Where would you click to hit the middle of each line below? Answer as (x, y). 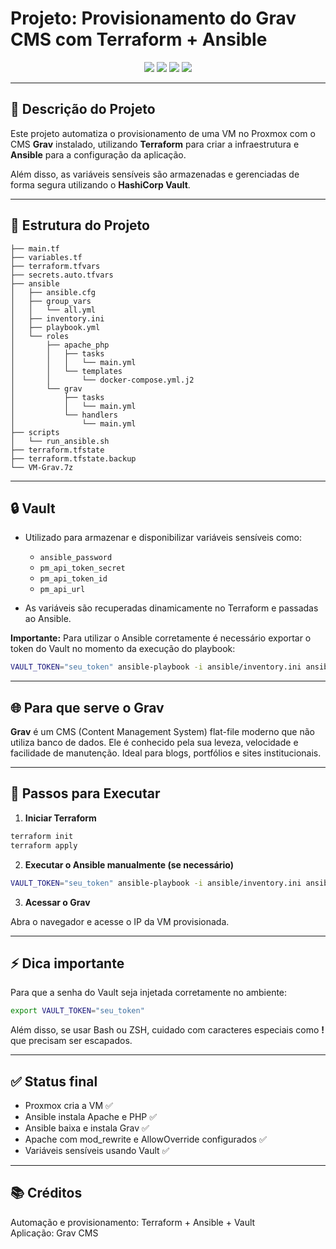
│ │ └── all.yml (53, 310)
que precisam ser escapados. (71, 1041)
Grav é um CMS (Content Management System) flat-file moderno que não (162, 732)
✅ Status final (54, 1081)
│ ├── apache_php (60, 345)
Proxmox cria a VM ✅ (68, 1105)
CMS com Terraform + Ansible (139, 39)
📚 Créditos (46, 1193)
